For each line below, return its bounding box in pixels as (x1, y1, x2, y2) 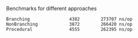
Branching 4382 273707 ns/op (6, 16, 133, 22)
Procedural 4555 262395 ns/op (6, 26, 133, 32)
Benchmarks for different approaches (6, 5, 97, 12)
